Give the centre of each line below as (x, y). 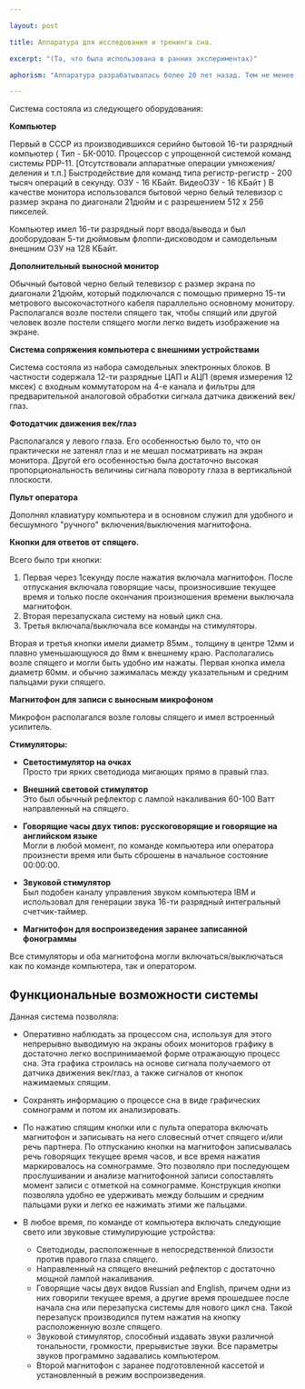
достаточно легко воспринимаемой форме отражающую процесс (152, 1054)
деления (26, 173)
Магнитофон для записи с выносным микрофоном (111, 700)
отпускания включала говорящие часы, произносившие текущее (149, 587)
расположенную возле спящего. (99, 1327)
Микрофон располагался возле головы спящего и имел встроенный (142, 717)
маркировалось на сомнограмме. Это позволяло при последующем (156, 1166)
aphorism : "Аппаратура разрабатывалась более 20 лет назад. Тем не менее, (154, 75)
